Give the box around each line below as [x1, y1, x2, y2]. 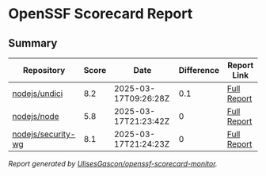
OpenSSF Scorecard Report [8, 5, 193, 23]
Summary [8, 36, 58, 50]
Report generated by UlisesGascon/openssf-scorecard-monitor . [8, 159, 218, 168]
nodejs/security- [12, 128, 76, 140]
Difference [178, 65, 220, 75]
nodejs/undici [12, 88, 63, 99]
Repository [22, 65, 66, 75]
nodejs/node [12, 111, 59, 121]
